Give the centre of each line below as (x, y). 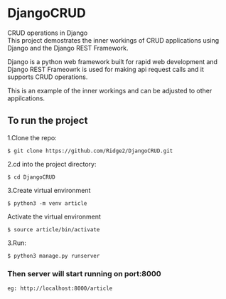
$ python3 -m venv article (47, 203)
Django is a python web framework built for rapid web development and (113, 61)
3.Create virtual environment (49, 190)
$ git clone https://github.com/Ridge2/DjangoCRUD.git (90, 151)
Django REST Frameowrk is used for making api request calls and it (106, 69)
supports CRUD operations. (48, 77)
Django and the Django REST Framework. (68, 48)
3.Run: (17, 243)
